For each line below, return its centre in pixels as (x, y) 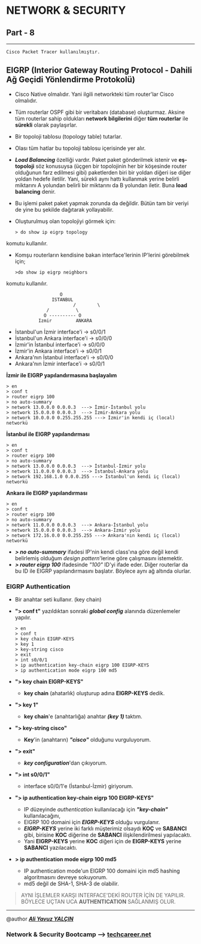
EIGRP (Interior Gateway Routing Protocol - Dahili (99, 70)
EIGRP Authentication (38, 587)
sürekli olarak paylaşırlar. (46, 125)
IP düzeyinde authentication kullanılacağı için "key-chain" (96, 810)
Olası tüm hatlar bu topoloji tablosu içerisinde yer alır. (80, 148)
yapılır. (23, 618)
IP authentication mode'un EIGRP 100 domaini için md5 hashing (102, 871)
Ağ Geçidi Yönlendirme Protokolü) (71, 79)
